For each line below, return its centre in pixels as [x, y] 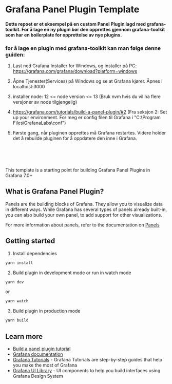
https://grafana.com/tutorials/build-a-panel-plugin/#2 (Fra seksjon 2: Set [90, 112]
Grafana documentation [38, 354]
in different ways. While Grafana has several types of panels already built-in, [86, 209]
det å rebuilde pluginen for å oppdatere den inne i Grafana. [75, 138]
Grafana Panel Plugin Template [72, 9]
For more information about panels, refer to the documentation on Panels [83, 225]
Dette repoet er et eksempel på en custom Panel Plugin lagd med [76, 24]
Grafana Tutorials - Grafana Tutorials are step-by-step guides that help [88, 360]
